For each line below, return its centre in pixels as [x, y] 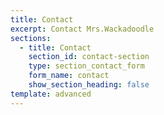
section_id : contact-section [89, 57]
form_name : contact [69, 76]
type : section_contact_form [86, 66]
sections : [31, 38]
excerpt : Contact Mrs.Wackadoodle [82, 29]
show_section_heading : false [89, 85]
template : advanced [51, 94]
